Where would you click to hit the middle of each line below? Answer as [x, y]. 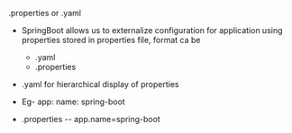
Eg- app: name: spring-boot [73, 102]
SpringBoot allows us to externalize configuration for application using [152, 30]
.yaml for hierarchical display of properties [100, 84]
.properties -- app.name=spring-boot [91, 119]
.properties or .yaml [45, 13]
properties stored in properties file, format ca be [111, 40]
